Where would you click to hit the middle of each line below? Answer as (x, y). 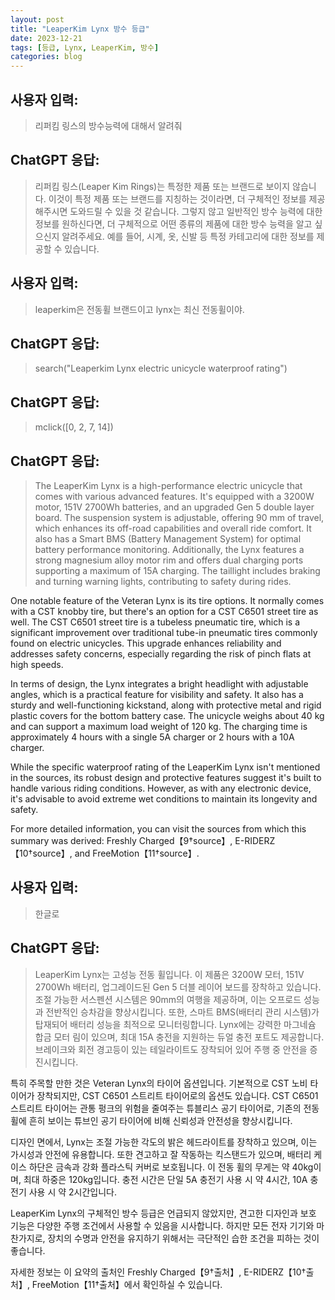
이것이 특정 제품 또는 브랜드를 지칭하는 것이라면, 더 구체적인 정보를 (177, 198)
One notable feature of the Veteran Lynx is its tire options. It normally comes (167, 600)
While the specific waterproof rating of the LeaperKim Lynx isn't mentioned (165, 767)
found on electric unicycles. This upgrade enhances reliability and (146, 643)
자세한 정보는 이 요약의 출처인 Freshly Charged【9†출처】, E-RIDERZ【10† (158, 1272)
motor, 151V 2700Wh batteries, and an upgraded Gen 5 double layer (174, 507)
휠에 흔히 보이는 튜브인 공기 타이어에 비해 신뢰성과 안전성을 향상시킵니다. (151, 1120)
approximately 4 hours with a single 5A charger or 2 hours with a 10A (152, 737)
